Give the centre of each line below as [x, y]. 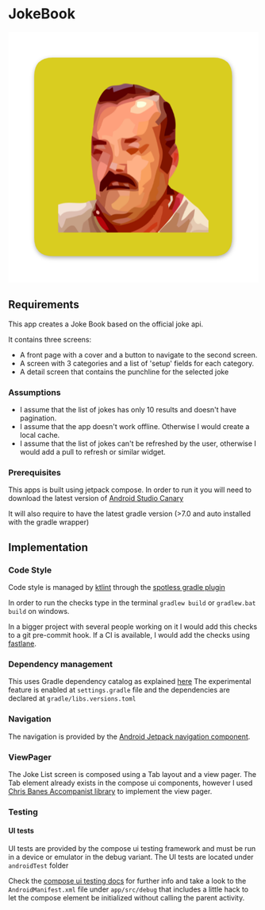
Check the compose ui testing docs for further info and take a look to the [127, 881]
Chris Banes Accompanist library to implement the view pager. [110, 791]
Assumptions [35, 393]
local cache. [40, 435]
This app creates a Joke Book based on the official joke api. [106, 324]
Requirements [44, 305]
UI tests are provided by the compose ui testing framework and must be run [132, 849]
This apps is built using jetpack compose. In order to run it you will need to [130, 490]
